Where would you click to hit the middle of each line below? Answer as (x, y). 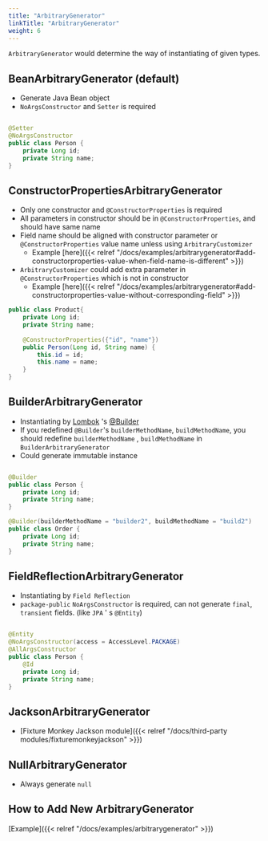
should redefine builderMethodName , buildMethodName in (111, 438)
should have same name (60, 227)
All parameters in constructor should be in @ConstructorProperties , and (138, 218)
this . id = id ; (60, 355)
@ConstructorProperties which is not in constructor (104, 278)
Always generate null (56, 784)
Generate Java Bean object (65, 98)
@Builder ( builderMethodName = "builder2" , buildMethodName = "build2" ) (130, 522)
